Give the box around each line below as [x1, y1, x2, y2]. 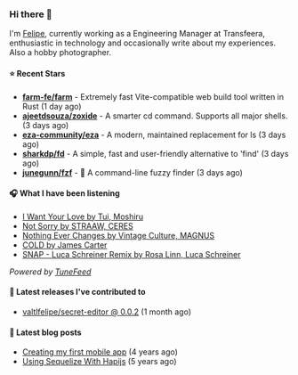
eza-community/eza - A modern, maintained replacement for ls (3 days [21, 129, 286, 140]
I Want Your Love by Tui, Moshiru [21, 211, 144, 222]
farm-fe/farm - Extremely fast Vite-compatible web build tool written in [21, 91, 285, 102]
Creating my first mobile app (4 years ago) [21, 346, 178, 357]
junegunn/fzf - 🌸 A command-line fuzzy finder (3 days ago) [21, 167, 243, 177]
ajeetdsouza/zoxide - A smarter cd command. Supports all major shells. [21, 110, 288, 121]
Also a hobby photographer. [9, 47, 112, 58]
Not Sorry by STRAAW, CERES [21, 220, 133, 231]
